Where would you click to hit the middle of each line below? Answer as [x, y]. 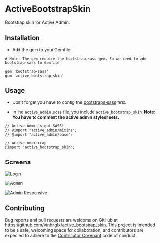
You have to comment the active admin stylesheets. [66, 117]
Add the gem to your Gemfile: [42, 49]
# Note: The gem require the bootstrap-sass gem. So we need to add [76, 59]
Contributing [25, 208]
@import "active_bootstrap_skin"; [40, 147]
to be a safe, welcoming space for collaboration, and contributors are [74, 230]
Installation [22, 38]
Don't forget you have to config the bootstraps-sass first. [69, 102]
